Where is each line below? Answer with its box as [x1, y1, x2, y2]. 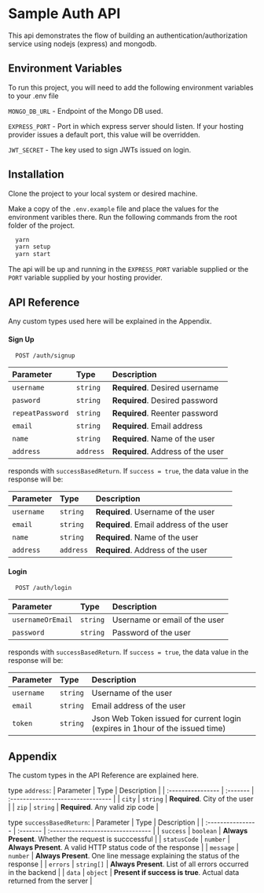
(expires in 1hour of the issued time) [91, 723, 226, 734]
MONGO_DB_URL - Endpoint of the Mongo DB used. [8, 106, 163, 115]
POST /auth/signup [15, 352, 76, 360]
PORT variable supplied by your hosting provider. [8, 273, 163, 283]
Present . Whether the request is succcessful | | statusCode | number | [8, 834, 230, 844]
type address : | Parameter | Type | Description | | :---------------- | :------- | [8, 786, 255, 796]
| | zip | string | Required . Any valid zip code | [8, 803, 159, 812]
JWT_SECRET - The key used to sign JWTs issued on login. [8, 145, 191, 154]
